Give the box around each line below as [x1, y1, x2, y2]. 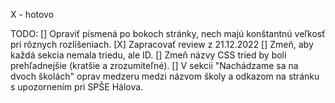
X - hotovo [10, 9, 55, 20]
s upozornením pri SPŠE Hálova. [10, 81, 144, 93]
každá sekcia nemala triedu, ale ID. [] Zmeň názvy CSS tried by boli [10, 49, 287, 61]
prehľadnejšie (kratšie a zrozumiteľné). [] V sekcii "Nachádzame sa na [10, 60, 299, 71]
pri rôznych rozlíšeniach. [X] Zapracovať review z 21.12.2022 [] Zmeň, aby [10, 39, 314, 50]
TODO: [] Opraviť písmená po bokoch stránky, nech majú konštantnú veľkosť [10, 28, 326, 39]
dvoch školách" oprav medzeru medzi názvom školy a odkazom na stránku [10, 70, 320, 82]
